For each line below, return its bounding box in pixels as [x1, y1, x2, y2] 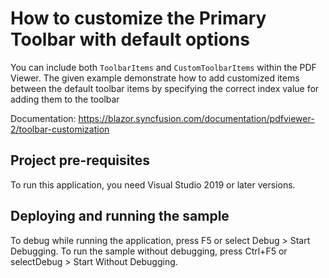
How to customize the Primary [10, 7, 267, 30]
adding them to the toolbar [10, 93, 120, 105]
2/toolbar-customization [10, 123, 110, 135]
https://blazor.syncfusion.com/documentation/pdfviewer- [78, 112, 315, 124]
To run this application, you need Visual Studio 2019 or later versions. [10, 178, 296, 191]
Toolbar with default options [10, 28, 250, 51]
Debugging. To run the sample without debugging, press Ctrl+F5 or [10, 245, 288, 257]
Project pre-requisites [10, 152, 151, 169]
